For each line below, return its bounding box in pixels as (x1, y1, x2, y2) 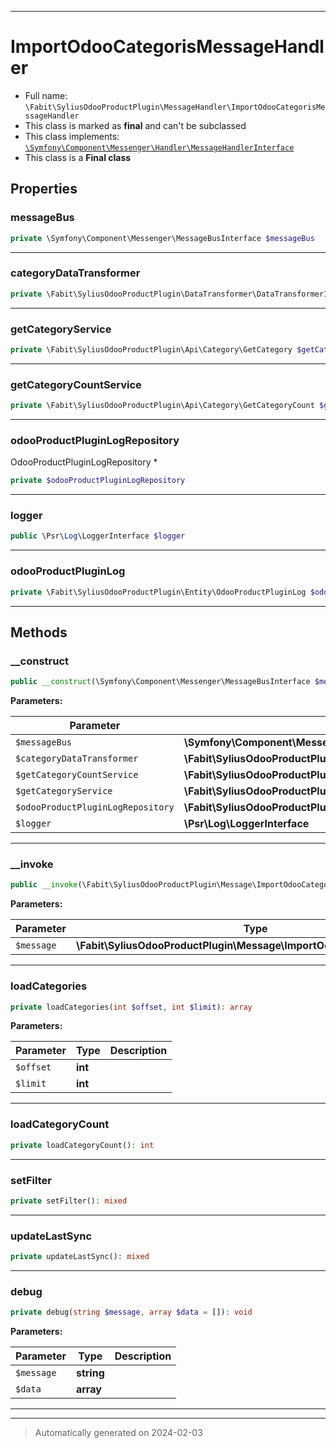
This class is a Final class (24, 151, 132, 163)
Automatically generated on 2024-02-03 (34, 1427, 203, 1439)
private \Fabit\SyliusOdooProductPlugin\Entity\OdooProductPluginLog (10, 587, 307, 597)
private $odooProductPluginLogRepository (10, 476, 186, 486)
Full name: (24, 89, 68, 101)
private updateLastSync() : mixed (10, 1252, 150, 1262)
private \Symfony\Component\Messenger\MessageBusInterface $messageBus (10, 233, 315, 243)
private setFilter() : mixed (10, 1196, 128, 1206)
